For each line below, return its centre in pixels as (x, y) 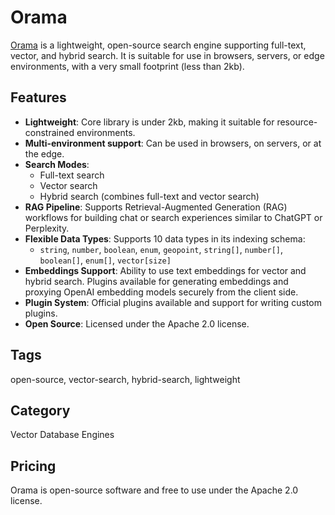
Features (38, 97)
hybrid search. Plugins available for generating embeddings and (156, 281)
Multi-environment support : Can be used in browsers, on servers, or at (173, 143)
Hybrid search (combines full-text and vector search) (149, 196)
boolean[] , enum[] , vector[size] (105, 260)
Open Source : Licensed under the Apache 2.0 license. (137, 323)
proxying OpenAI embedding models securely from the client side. (161, 292)
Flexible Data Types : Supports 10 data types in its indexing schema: (165, 238)
